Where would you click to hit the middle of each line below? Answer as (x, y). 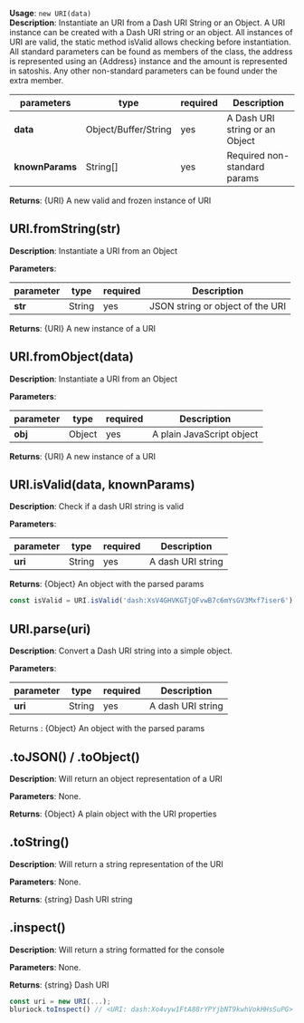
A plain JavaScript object (205, 434)
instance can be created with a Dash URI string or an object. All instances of (151, 32)
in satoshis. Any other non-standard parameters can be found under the (143, 71)
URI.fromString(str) (65, 229)
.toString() (39, 842)
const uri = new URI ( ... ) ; (60, 1001)
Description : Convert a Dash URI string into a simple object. (121, 651)
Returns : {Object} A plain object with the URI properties (113, 814)
